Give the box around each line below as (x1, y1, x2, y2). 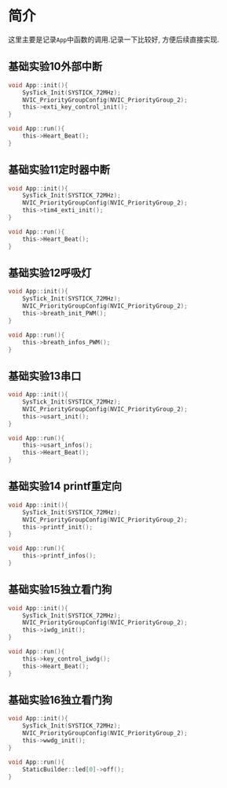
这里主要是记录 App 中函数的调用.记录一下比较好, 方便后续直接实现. (8, 35, 220, 44)
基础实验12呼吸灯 (8, 266, 92, 279)
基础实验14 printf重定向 (8, 480, 123, 493)
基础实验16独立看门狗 (8, 693, 112, 706)
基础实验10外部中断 (8, 60, 103, 73)
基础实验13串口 (8, 369, 82, 382)
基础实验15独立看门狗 (8, 583, 112, 596)
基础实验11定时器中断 (8, 163, 111, 177)
